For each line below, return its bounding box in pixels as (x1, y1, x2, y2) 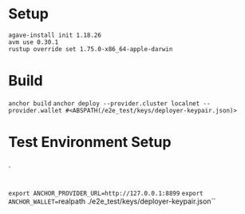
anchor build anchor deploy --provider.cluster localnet (8, 99, 200, 108)
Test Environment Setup (8, 133, 172, 152)
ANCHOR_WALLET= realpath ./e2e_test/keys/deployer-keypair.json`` (8, 196, 216, 206)
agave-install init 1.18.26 (8, 31, 102, 39)
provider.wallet (8, 106, 62, 114)
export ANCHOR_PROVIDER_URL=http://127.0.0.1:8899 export (8, 189, 204, 197)
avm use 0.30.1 (8, 38, 59, 46)
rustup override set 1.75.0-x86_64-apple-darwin (8, 45, 173, 53)
